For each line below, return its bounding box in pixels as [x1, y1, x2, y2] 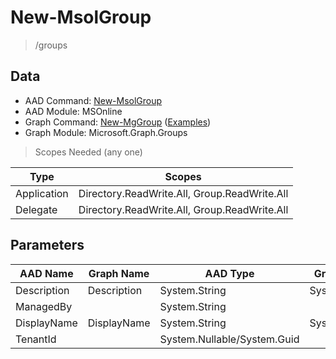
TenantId [15, 332, 57, 346]
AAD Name [19, 266, 74, 280]
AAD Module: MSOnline [24, 105, 123, 117]
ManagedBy [15, 299, 73, 313]
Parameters [10, 237, 85, 254]
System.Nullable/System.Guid [159, 332, 300, 346]
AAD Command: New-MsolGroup [24, 94, 163, 106]
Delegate [15, 202, 58, 216]
